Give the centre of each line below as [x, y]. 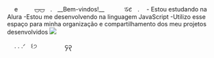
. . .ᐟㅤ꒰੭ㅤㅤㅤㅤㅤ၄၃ [43, 46]
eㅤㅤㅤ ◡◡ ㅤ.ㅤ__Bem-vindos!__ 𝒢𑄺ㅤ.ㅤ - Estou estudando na [110, 9]
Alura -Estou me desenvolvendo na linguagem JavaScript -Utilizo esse [107, 17]
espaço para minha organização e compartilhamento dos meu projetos [107, 24]
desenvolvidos [28, 32]
